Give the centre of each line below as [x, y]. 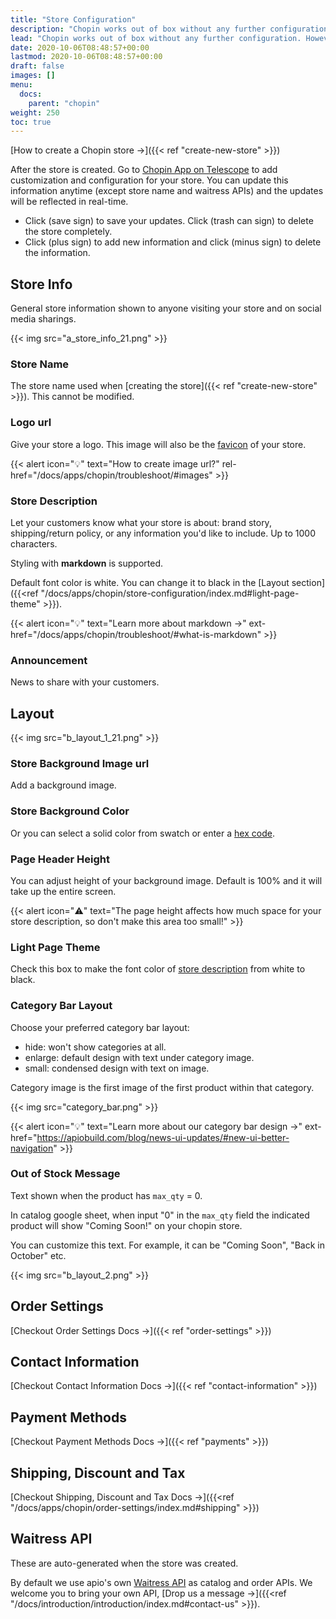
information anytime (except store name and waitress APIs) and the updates [167, 191]
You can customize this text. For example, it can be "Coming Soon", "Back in [167, 1245]
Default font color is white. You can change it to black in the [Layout [150, 582]
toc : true [31, 122]
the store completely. [68, 232]
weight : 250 [35, 112]
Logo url [31, 423]
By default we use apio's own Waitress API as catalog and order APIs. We [161, 1582]
